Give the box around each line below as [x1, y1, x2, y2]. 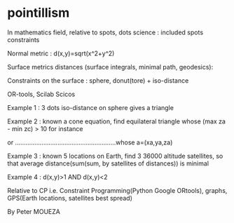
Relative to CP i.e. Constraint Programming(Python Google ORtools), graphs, [7, 186, 228, 194]
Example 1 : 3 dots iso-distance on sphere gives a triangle [7, 103, 174, 111]
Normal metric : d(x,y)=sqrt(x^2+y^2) [7, 49, 115, 58]
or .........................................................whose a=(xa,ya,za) [7, 138, 173, 147]
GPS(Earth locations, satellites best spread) [7, 194, 133, 202]
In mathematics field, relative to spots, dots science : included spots [7, 28, 204, 36]
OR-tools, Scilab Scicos [7, 90, 76, 98]
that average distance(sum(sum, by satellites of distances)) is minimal [7, 159, 209, 168]
